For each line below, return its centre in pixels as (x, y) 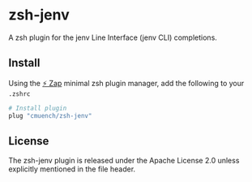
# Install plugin (38, 108)
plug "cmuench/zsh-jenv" (50, 115)
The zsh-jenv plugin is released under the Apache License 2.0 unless (124, 161)
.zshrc (19, 94)
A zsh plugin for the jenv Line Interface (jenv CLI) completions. (113, 37)
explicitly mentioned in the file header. (72, 169)
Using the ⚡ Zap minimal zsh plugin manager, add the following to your (126, 83)
